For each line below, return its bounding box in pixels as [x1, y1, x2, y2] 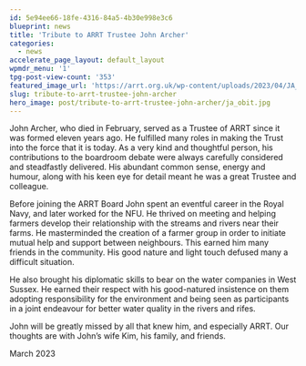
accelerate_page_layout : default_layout [9, 56, 166, 65]
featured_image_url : [9, 81, 88, 90]
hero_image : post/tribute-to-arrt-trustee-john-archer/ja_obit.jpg [9, 97, 271, 107]
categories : [9, 38, 55, 48]
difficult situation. [9, 257, 75, 268]
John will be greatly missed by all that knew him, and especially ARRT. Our [9, 320, 290, 332]
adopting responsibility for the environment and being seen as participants [9, 293, 290, 305]
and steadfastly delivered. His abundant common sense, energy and [9, 161, 266, 173]
